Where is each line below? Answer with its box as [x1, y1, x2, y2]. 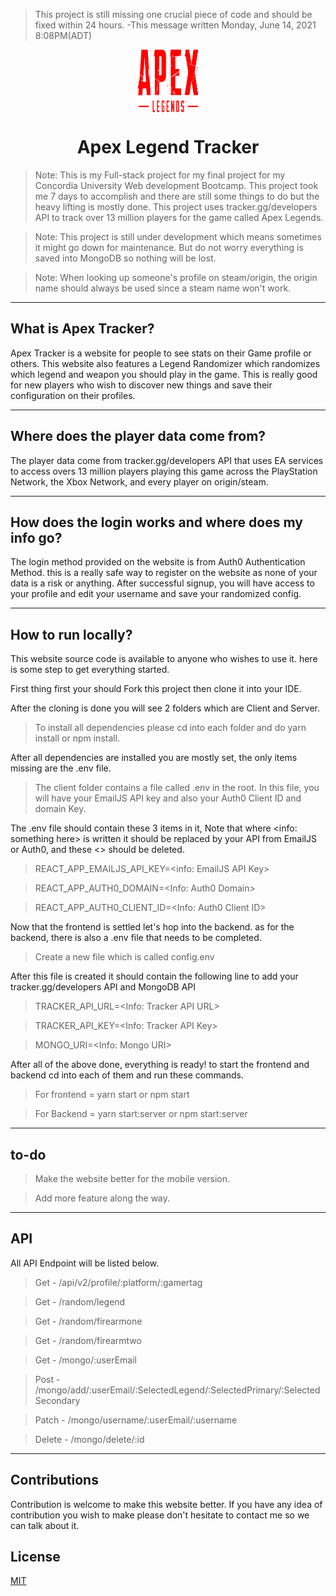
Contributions [10, 1472, 99, 1489]
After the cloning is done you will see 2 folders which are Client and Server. [10, 702, 320, 714]
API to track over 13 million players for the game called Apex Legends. [34, 211, 324, 223]
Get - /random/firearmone [34, 1315, 143, 1327]
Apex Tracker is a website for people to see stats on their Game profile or [10, 347, 312, 359]
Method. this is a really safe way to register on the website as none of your [10, 567, 318, 579]
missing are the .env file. [10, 762, 112, 774]
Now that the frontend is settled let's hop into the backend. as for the [10, 921, 295, 933]
